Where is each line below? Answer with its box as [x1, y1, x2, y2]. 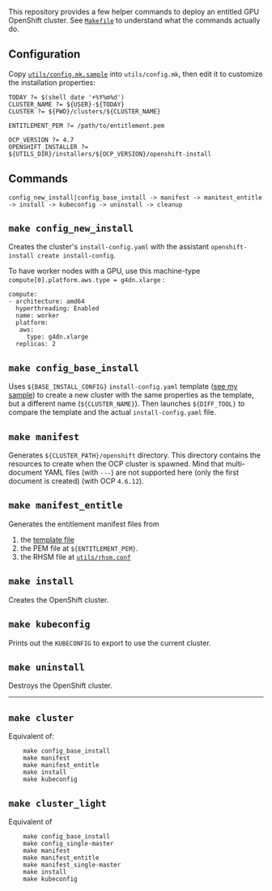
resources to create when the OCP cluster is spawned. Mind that [8, 459, 224, 469]
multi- [225, 459, 245, 469]
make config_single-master [23, 839, 114, 847]
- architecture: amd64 [8, 297, 85, 306]
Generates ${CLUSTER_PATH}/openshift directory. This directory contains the [8, 450, 261, 460]
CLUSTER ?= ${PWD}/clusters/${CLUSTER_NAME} [8, 107, 161, 116]
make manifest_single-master [23, 860, 121, 869]
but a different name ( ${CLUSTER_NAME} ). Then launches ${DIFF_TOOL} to [8, 399, 245, 408]
